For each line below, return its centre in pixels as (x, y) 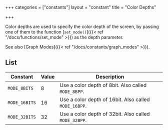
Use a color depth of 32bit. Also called (105, 113)
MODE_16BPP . (73, 105)
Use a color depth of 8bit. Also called (103, 85)
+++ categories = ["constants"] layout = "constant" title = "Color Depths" (81, 7)
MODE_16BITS (22, 102)
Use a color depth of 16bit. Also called (105, 99)
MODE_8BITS (20, 88)
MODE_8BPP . (72, 91)
